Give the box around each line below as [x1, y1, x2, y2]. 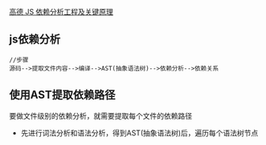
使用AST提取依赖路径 [9, 88, 116, 102]
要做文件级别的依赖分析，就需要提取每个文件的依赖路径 [9, 111, 192, 120]
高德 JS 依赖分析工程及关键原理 [9, 7, 113, 16]
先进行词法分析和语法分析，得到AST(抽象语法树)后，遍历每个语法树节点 [20, 127, 259, 138]
